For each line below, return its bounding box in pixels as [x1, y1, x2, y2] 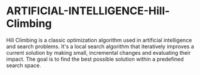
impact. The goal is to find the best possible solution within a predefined [6, 55, 184, 62]
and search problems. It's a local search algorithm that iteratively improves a [6, 43, 194, 50]
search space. [6, 61, 41, 69]
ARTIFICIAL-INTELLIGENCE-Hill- [6, 4, 170, 18]
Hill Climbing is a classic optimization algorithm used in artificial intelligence [6, 36, 192, 43]
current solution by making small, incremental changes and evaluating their [6, 49, 191, 56]
